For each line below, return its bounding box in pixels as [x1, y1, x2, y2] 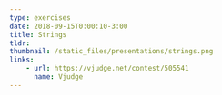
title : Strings [9, 30, 67, 39]
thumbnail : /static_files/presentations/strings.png [9, 47, 214, 56]
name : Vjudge [33, 72, 84, 81]
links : [9, 55, 35, 64]
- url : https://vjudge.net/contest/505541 [25, 64, 189, 73]
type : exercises [9, 13, 71, 23]
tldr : [9, 38, 30, 48]
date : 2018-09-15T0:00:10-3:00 [9, 22, 128, 31]
